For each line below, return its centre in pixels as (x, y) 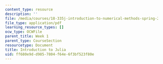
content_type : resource (29, 9)
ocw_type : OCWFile (24, 32)
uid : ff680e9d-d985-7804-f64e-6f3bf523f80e (50, 54)
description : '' (21, 14)
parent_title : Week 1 (27, 37)
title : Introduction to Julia (36, 50)
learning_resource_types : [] (34, 27)
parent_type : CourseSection (33, 41)
